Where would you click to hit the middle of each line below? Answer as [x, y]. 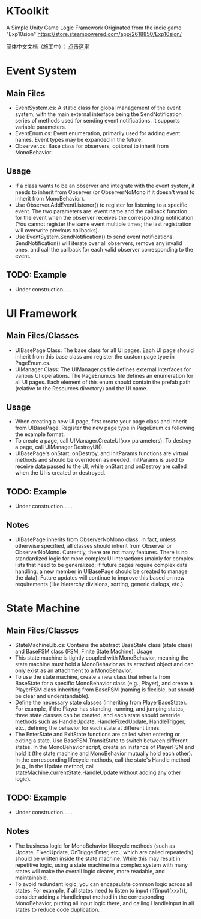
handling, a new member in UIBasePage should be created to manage [101, 571]
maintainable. [31, 878]
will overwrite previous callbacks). [57, 230]
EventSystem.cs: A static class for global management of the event [98, 108]
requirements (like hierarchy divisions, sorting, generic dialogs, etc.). [100, 584]
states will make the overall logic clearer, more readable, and [90, 871]
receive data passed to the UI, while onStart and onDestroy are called [101, 466]
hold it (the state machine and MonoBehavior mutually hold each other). [104, 753]
